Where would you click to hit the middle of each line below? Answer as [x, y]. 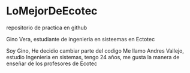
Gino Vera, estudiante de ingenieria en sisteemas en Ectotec [81, 39]
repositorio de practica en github [47, 28]
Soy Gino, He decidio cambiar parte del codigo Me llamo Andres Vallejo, [95, 51]
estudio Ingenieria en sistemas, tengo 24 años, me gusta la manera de [93, 57]
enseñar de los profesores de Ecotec [52, 63]
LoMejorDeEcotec [52, 11]
